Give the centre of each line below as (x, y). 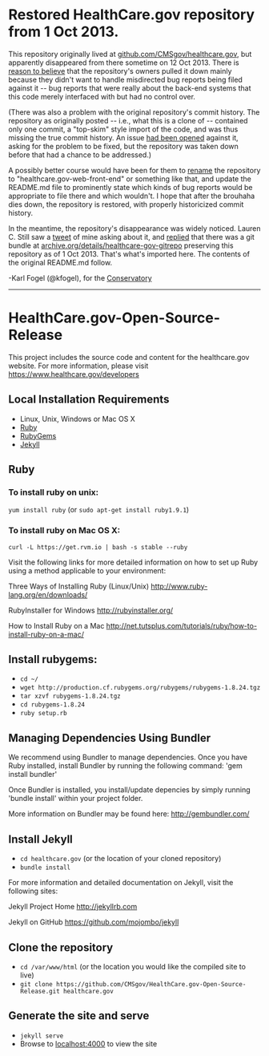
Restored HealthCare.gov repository (131, 15)
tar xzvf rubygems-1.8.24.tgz (70, 696)
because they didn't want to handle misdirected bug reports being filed (125, 79)
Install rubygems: (53, 659)
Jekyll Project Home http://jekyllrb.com (73, 907)
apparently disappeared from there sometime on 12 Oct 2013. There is (124, 63)
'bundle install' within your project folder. (76, 799)
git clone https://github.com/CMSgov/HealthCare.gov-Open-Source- (133, 984)
